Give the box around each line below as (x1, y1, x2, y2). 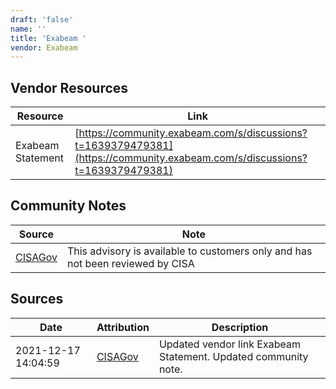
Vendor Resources (10, 79, 129, 96)
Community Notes (10, 197, 127, 215)
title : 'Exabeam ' (10, 33, 87, 43)
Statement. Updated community (158, 349, 309, 363)
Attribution (96, 320, 150, 334)
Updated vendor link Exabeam (158, 337, 301, 351)
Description (211, 320, 269, 334)
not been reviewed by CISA (66, 256, 195, 270)
